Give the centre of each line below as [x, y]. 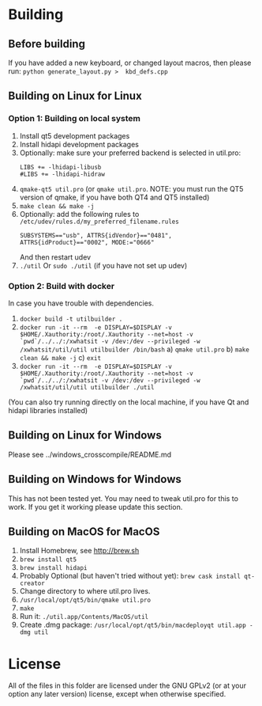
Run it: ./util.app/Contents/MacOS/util [84, 617]
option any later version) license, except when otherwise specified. [117, 694]
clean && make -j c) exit [60, 357]
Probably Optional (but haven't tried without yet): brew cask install [130, 576]
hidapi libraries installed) [48, 410]
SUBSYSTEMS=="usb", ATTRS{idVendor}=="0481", [95, 235]
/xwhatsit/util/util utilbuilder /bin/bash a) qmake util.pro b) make [135, 349]
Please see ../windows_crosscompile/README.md [90, 454]
